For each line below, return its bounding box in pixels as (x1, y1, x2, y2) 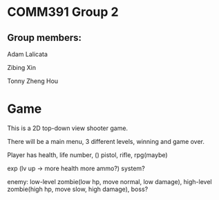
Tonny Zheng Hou (7, 77, 59, 85)
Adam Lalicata (7, 50, 48, 58)
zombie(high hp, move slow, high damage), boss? (7, 185, 149, 193)
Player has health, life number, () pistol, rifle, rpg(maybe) (7, 150, 168, 159)
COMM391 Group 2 (7, 4, 119, 20)
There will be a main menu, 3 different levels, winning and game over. (7, 137, 205, 145)
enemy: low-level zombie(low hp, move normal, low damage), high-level (7, 177, 212, 185)
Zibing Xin (7, 64, 37, 71)
